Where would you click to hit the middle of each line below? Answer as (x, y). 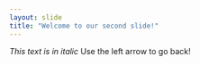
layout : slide (36, 17)
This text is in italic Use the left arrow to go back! (100, 51)
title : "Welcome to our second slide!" (84, 26)
